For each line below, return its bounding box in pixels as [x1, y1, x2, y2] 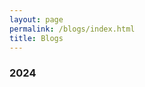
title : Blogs [9, 33, 64, 43]
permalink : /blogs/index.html [9, 24, 136, 34]
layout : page [9, 14, 64, 25]
